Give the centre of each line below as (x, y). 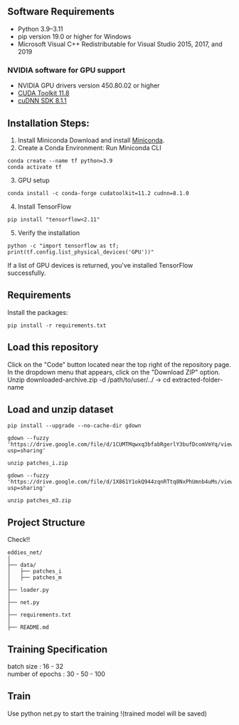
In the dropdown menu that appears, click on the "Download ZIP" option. (114, 372)
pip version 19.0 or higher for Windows (74, 36)
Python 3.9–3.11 (40, 28)
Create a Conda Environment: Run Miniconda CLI (89, 147)
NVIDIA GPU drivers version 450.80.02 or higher (89, 85)
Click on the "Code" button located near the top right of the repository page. (119, 364)
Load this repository (53, 347)
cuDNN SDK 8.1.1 (42, 101)
